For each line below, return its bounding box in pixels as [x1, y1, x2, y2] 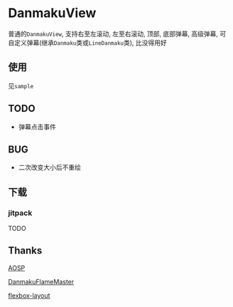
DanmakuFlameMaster [8, 277, 75, 286]
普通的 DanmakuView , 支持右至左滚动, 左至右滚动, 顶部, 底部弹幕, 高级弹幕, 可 [8, 29, 227, 38]
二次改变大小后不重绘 [18, 163, 81, 172]
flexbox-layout [8, 291, 50, 300]
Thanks [8, 244, 43, 257]
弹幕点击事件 [18, 123, 56, 131]
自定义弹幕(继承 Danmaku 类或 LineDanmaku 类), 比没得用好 [8, 38, 168, 47]
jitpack [8, 208, 33, 218]
